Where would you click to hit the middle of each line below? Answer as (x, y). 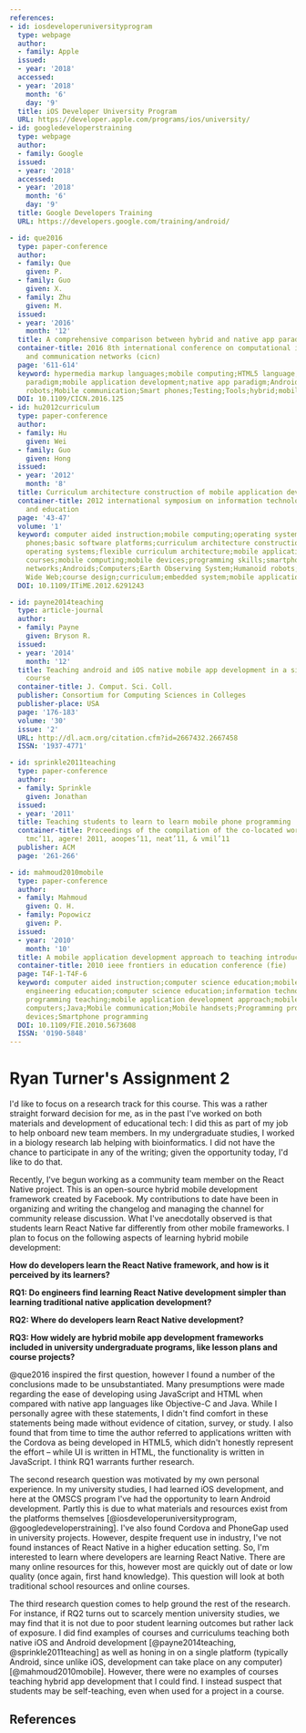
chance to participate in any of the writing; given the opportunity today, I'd (149, 1152)
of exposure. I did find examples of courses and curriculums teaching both (149, 1633)
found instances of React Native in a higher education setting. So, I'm (139, 1548)
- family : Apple (48, 52)
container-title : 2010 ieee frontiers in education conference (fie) (152, 966)
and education (52, 509)
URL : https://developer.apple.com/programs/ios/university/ (134, 119)
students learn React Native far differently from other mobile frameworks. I (149, 1229)
